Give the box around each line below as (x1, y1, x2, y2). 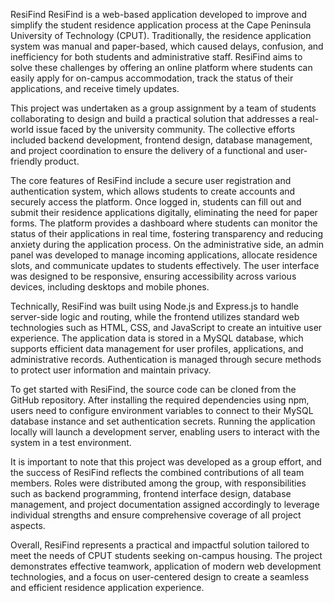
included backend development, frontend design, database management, (10, 134, 313, 146)
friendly (10, 155, 43, 167)
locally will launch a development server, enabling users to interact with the (10, 426, 320, 438)
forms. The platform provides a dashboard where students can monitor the (10, 217, 318, 229)
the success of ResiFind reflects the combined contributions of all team (10, 467, 305, 478)
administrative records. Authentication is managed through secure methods (10, 354, 322, 365)
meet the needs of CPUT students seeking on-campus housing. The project (10, 550, 323, 561)
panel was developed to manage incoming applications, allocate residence (10, 249, 318, 261)
